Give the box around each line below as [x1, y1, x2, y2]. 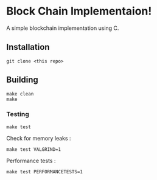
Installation [6, 42, 50, 52]
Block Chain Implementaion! [6, 4, 152, 18]
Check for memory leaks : [6, 134, 71, 142]
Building [6, 75, 38, 85]
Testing [6, 110, 29, 119]
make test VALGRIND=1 [6, 146, 61, 153]
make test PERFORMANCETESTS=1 [6, 168, 83, 175]
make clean [6, 91, 34, 97]
